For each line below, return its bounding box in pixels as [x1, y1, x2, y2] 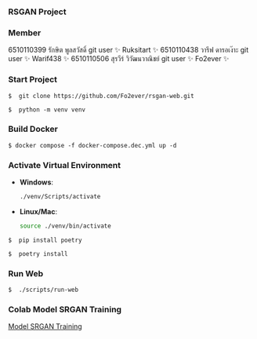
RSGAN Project [8, 6, 67, 17]
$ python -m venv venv [8, 105, 86, 114]
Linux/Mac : [19, 206, 57, 216]
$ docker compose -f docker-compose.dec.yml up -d [8, 141, 177, 149]
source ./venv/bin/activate [19, 222, 111, 230]
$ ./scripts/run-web [8, 286, 79, 294]
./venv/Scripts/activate [19, 193, 101, 201]
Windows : [19, 177, 53, 187]
